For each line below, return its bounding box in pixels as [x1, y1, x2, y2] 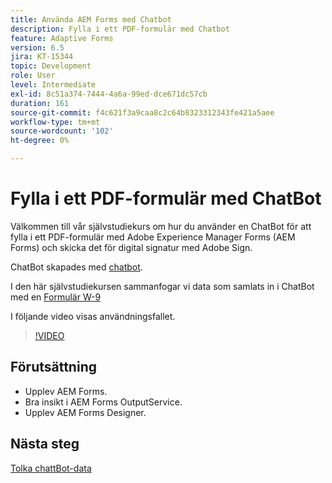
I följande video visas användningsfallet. [10, 310, 176, 322]
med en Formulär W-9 [10, 291, 102, 303]
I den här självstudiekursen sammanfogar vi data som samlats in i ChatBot [10, 280, 315, 292]
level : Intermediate [10, 80, 97, 90]
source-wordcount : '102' [10, 126, 114, 136]
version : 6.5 [10, 42, 65, 53]
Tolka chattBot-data [10, 462, 92, 474]
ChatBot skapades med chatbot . [10, 261, 143, 273]
